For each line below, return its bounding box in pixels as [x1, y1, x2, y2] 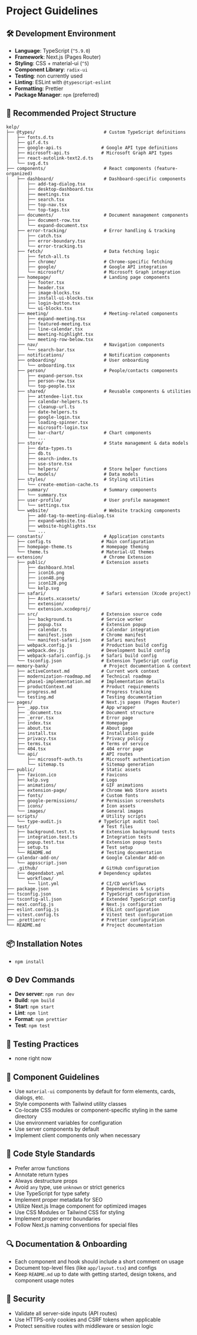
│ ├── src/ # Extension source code [6, 611, 162, 617]
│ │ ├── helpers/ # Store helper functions [6, 466, 168, 472]
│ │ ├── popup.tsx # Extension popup [6, 621, 146, 627]
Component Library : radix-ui [14, 66, 88, 73]
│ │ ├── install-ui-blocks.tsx [6, 295, 94, 301]
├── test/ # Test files [6, 823, 133, 830]
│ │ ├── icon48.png [6, 575, 65, 581]
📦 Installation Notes [6, 939, 83, 949]
